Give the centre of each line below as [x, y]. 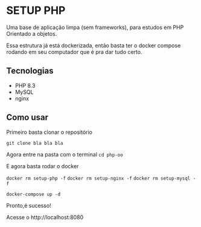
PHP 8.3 [25, 85]
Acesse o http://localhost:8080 [45, 217]
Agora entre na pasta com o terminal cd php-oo [65, 154]
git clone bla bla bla [35, 143]
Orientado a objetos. [32, 33]
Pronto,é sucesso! [29, 205]
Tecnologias [30, 71]
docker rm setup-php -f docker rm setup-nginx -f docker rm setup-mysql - [101, 178]
